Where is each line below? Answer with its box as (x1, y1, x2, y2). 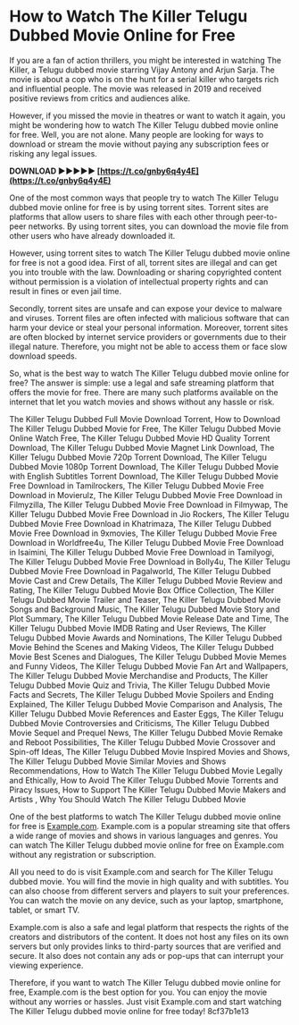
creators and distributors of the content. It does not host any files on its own (9, 931, 289, 942)
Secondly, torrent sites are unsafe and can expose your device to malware (9, 302, 283, 314)
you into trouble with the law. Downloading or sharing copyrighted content (9, 267, 282, 277)
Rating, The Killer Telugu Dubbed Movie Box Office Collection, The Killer (9, 584, 275, 596)
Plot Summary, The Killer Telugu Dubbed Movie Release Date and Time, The (9, 613, 289, 623)
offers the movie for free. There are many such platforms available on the (9, 386, 278, 397)
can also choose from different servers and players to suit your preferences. (9, 885, 290, 896)
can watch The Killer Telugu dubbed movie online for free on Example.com (9, 839, 285, 851)
